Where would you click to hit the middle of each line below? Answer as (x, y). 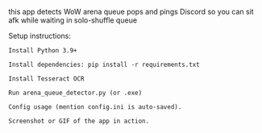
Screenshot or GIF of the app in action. (79, 121)
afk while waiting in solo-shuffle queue (73, 20)
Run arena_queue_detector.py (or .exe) (75, 93)
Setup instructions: (40, 36)
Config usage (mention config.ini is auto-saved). (95, 107)
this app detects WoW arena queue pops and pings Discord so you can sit (131, 12)
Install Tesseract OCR (46, 79)
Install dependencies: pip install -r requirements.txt (104, 64)
